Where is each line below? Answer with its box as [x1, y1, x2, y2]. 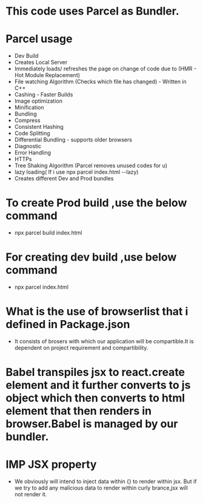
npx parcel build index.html [14, 229, 82, 236]
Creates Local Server [14, 59, 68, 66]
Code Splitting [14, 129, 50, 137]
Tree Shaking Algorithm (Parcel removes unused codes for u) [14, 162, 168, 169]
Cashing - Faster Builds [14, 91, 73, 98]
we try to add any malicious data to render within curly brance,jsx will [14, 484, 188, 491]
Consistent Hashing [14, 123, 64, 131]
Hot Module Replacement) [14, 72, 80, 79]
